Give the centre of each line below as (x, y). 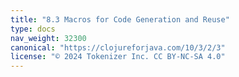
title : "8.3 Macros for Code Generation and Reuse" (120, 19)
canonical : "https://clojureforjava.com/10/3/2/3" (118, 47)
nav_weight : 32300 (48, 38)
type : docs (33, 29)
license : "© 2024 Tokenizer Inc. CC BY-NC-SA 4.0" (118, 57)
